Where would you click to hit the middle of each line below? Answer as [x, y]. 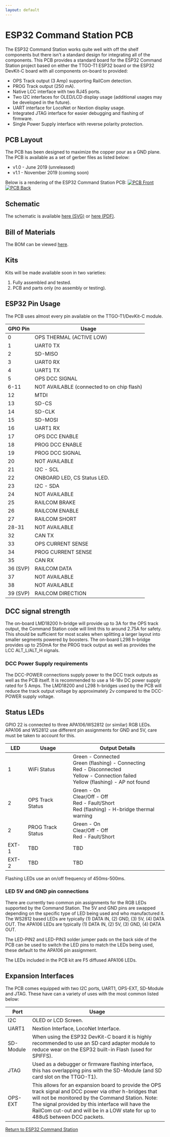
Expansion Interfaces [40, 976]
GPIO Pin [19, 328]
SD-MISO [46, 354]
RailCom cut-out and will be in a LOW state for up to [94, 1110]
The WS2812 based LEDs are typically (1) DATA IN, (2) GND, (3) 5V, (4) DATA [85, 918]
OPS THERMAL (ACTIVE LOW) [71, 337]
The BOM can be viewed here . [37, 244]
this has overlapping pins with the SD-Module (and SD [97, 1070]
